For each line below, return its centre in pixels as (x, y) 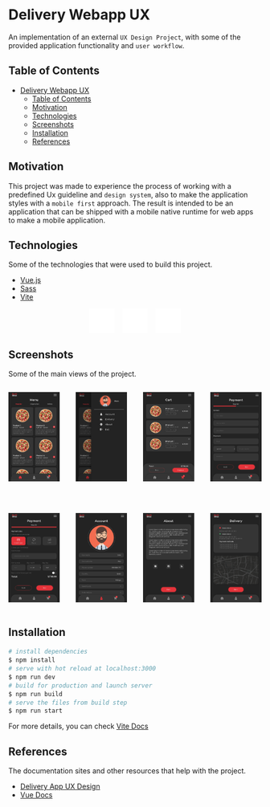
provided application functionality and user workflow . (96, 45)
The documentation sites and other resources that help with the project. (127, 771)
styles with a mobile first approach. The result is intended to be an (121, 203)
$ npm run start (35, 711)
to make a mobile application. (57, 220)
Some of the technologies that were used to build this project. (110, 265)
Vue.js (31, 280)
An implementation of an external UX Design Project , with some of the (125, 37)
